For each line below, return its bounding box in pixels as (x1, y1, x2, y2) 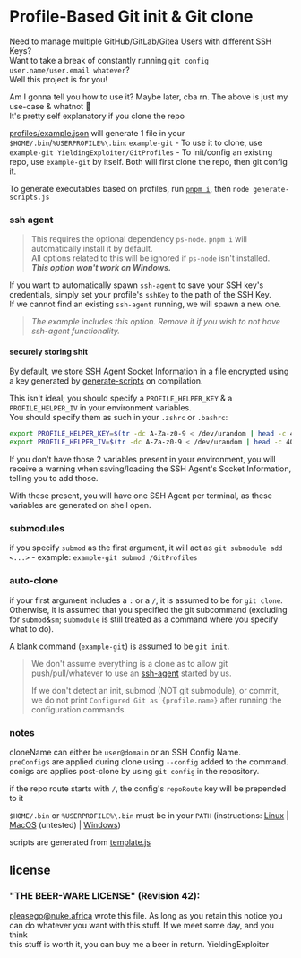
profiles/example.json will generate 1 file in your (9, 127, 185, 138)
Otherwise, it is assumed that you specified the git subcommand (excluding (9, 604, 288, 615)
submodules (9, 522, 65, 535)
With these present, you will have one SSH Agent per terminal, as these (9, 490, 273, 501)
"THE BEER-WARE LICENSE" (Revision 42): (9, 890, 201, 902)
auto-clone (9, 574, 59, 587)
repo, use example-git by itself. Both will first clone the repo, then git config (9, 156, 288, 167)
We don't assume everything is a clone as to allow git (30, 658, 228, 669)
